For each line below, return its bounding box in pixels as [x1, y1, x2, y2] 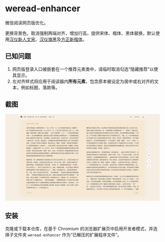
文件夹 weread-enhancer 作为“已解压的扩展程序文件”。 [13, 232, 122, 238]
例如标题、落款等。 [21, 84, 60, 90]
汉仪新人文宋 [9, 36, 35, 42]
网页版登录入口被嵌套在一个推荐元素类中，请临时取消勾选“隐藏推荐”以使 [12, 66, 159, 72]
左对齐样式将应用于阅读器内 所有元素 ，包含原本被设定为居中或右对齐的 [12, 78, 155, 84]
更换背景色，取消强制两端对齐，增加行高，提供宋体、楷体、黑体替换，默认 [5, 30, 156, 36]
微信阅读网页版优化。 [5, 20, 48, 26]
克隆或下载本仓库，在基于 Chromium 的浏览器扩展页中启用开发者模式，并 [5, 225, 154, 231]
